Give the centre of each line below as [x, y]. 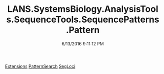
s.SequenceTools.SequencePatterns [83, 19]
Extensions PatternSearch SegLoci [40, 66]
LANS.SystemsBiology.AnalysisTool [83, 9]
